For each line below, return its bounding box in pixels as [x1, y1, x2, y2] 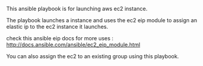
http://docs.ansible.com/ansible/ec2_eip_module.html [6, 41, 141, 48]
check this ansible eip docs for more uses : [6, 35, 114, 41]
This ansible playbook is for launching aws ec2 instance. [6, 5, 148, 12]
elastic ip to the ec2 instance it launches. [6, 23, 108, 30]
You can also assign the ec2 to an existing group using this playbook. [6, 53, 179, 59]
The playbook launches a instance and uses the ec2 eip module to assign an [6, 17, 198, 23]
